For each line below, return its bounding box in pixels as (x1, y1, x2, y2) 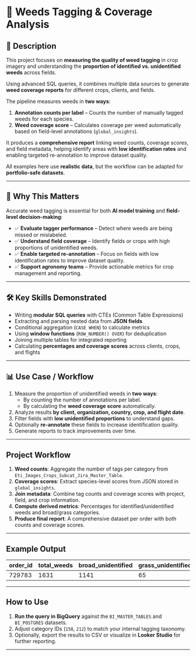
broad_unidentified (78, 561, 133, 569)
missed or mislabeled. (14, 231, 68, 238)
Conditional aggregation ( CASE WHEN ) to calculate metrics (14, 324, 150, 331)
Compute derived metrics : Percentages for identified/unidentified (14, 503, 174, 510)
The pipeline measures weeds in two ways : (6, 98, 111, 105)
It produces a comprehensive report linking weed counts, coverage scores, (6, 139, 188, 146)
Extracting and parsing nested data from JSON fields (14, 317, 143, 324)
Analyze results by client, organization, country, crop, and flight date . (14, 409, 185, 416)
